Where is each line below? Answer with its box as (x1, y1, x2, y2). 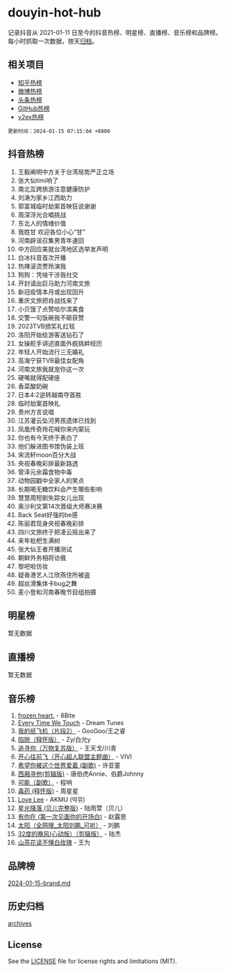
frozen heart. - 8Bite (17, 711, 75, 720)
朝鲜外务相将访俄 (17, 554, 67, 562)
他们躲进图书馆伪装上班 (17, 442, 84, 450)
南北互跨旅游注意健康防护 (17, 185, 91, 193)
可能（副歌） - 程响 (17, 779, 73, 786)
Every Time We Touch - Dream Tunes (17, 719, 124, 726)
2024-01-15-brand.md (8, 879, 71, 887)
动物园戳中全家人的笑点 (17, 476, 84, 484)
